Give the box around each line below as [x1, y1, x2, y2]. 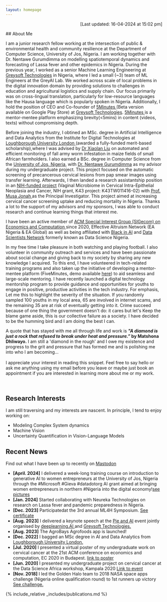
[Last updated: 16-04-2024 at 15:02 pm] [80, 21, 163, 27]
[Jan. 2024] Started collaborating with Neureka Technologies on [12, 497, 146, 503]
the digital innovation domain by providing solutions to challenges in [5, 83, 145, 89]
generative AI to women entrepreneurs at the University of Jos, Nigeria [12, 475, 158, 481]
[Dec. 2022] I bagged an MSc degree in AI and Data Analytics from [12, 534, 151, 540]
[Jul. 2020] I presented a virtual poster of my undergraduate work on [12, 544, 156, 551]
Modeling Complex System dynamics [12, 422, 89, 429]
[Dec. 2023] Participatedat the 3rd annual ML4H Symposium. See [12, 507, 149, 513]
